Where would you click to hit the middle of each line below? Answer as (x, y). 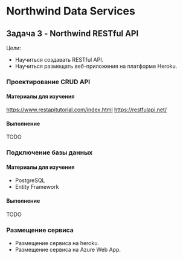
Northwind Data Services (71, 11)
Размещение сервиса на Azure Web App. (68, 249)
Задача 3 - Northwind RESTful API (72, 34)
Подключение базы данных (50, 152)
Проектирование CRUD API (48, 82)
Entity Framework (37, 187)
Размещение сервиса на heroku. (57, 243)
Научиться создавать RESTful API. (59, 60)
